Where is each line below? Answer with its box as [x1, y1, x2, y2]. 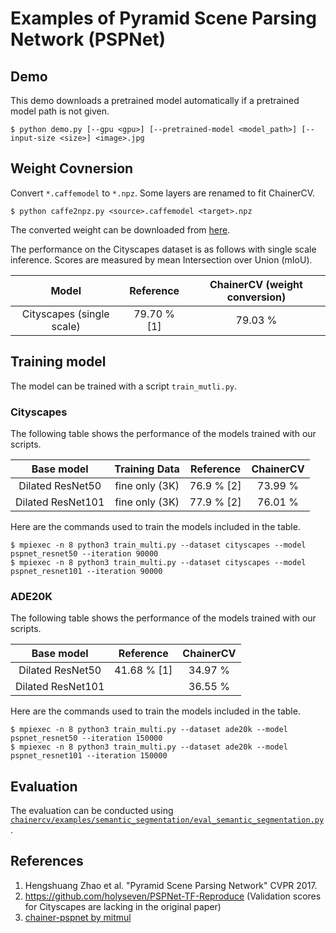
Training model [10, 353, 107, 371]
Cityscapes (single [21, 307, 110, 321]
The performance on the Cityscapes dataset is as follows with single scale [10, 243, 317, 255]
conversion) [226, 290, 287, 304]
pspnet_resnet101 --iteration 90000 [10, 566, 163, 576]
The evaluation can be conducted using [10, 805, 174, 817]
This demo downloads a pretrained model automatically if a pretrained [10, 95, 300, 106]
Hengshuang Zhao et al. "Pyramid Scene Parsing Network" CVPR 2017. [24, 879, 318, 891]
